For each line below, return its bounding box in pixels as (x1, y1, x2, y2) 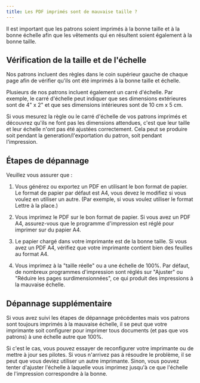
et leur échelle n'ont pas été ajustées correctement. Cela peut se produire (6, 126, 188, 133)
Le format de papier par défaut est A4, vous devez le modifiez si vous (14, 189, 187, 197)
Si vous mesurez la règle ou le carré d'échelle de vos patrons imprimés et (6, 113, 187, 120)
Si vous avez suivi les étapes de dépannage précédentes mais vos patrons (6, 314, 190, 322)
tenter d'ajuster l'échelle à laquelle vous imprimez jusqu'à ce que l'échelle (6, 364, 188, 371)
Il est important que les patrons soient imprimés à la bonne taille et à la (6, 25, 180, 32)
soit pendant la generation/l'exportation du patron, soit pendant (6, 132, 162, 139)
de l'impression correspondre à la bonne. (6, 370, 107, 378)
